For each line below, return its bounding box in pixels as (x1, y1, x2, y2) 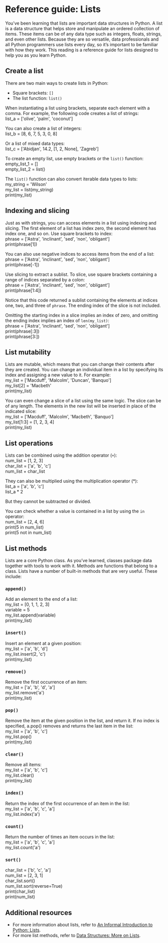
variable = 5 (5, 607, 30, 613)
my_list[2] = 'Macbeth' (5, 383, 52, 389)
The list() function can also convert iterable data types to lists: (5, 176, 138, 182)
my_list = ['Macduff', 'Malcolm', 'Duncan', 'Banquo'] (5, 377, 112, 383)
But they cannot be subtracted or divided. (5, 498, 91, 504)
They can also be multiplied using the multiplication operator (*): (5, 478, 138, 484)
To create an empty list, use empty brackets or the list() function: (5, 155, 144, 161)
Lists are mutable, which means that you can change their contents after (5, 361, 155, 367)
